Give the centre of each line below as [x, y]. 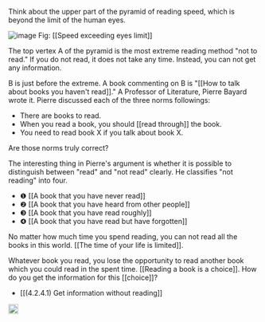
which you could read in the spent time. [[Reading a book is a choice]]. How [132, 269]
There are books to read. [60, 116]
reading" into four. [38, 180]
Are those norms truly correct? [58, 148]
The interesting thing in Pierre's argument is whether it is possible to [120, 163]
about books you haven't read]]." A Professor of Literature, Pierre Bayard [128, 92]
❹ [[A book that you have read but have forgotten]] [103, 221]
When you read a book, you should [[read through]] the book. [121, 124]
